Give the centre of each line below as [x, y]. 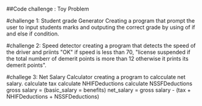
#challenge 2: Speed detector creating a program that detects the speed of [101, 46]
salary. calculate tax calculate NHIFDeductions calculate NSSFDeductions [99, 83]
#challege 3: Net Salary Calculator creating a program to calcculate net [96, 77]
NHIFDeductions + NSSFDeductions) [53, 97]
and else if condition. [33, 34]
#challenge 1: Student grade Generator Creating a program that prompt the [101, 21]
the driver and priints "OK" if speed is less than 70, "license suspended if [99, 52]
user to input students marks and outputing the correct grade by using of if [101, 27]
